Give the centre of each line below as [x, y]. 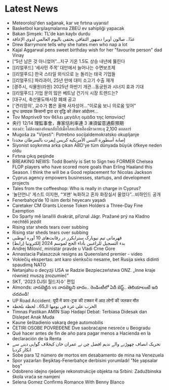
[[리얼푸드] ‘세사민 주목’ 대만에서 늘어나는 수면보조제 [64, 67]
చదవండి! [20, 294]
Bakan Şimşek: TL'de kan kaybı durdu [51, 33]
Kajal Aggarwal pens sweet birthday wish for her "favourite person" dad [87, 50]
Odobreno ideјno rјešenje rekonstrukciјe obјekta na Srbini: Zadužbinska [87, 371]
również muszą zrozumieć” [40, 275]
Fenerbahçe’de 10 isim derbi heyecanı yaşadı [59, 200]
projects [21, 183]
